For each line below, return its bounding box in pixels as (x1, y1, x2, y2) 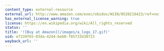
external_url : (5, 12, 34, 17)
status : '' (5, 25, 27, 30)
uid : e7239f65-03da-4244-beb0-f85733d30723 (5, 34, 95, 39)
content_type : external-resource (5, 7, 73, 12)
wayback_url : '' (5, 39, 38, 44)
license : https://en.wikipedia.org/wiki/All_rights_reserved (5, 20, 132, 26)
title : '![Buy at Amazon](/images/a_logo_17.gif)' (5, 30, 110, 34)
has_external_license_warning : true (5, 16, 80, 21)
